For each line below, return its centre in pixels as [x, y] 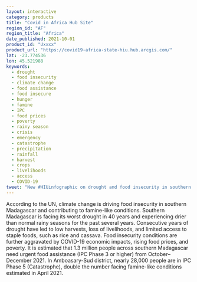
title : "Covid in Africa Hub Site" [50, 22]
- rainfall [25, 154]
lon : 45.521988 [25, 61]
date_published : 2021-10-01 [41, 39]
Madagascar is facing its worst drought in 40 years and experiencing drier [96, 217]
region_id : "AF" [26, 28]
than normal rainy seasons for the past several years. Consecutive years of [97, 222]
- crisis [22, 132]
